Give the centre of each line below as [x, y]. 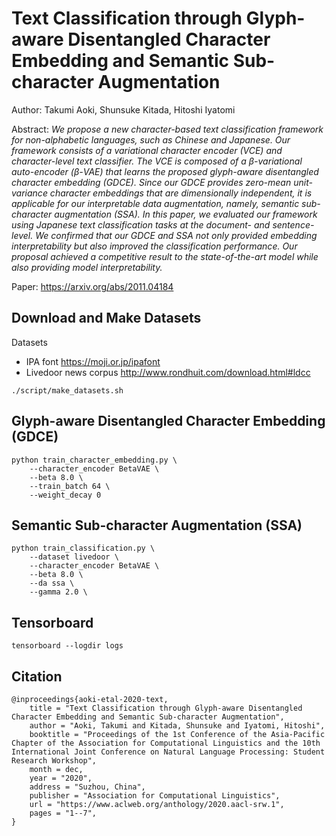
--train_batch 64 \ [70, 486]
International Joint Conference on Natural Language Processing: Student [168, 752]
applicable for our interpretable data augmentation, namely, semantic [155, 203]
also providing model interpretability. [87, 267]
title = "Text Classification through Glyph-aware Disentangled [166, 708]
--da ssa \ [52, 583]
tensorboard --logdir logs [67, 646]
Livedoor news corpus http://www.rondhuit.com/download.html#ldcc [168, 372]
